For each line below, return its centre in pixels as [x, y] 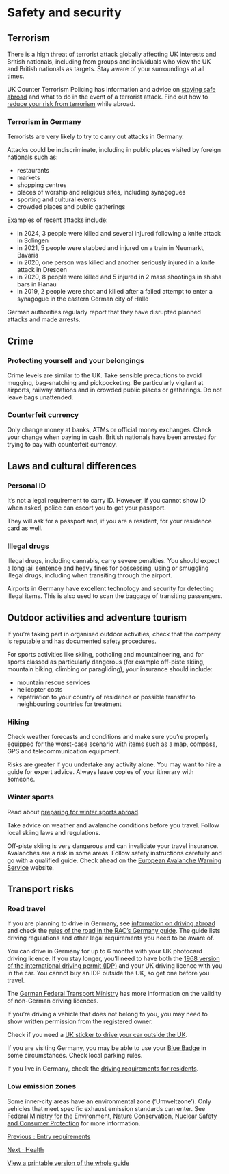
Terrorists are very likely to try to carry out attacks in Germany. [96, 137]
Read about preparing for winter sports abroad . [73, 812]
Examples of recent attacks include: [57, 220]
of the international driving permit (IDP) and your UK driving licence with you [115, 966]
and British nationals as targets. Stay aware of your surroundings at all [106, 69]
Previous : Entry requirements [49, 1136]
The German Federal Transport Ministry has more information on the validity [114, 994]
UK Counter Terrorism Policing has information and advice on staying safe [111, 89]
